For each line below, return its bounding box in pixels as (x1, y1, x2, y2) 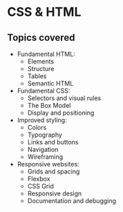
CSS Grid (27, 182, 54, 190)
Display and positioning (27, 108, 95, 117)
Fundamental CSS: (17, 87, 70, 95)
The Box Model (27, 102, 71, 109)
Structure (27, 65, 55, 73)
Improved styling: (17, 116, 67, 124)
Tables (27, 72, 47, 80)
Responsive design (27, 189, 82, 197)
